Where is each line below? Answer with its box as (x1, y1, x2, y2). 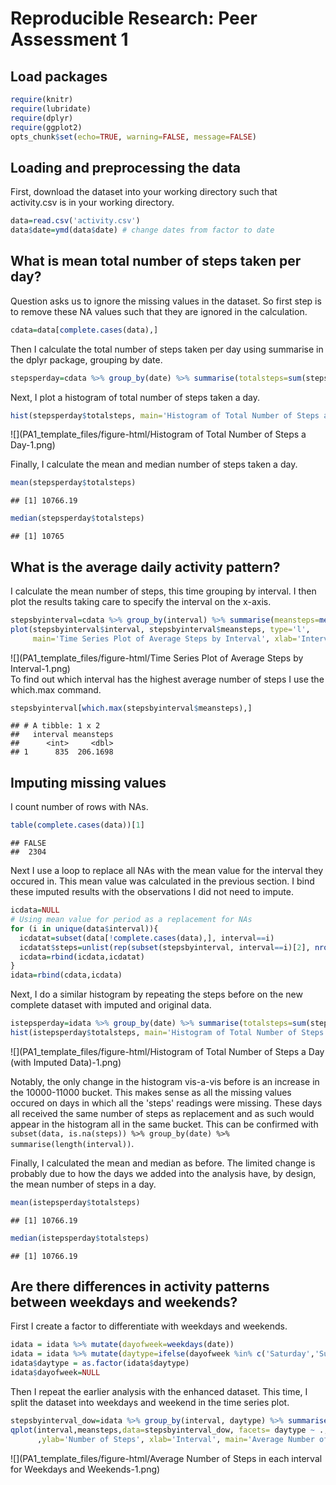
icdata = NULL (10, 905, 60, 916)
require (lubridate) (10, 103, 92, 114)
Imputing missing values (10, 774, 167, 791)
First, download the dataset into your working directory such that (10, 186, 278, 198)
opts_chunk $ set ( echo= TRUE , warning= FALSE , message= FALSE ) (10, 132, 257, 142)
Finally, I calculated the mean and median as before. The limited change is (10, 1157, 316, 1169)
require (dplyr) (10, 113, 74, 123)
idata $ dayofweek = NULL (10, 1368, 101, 1378)
